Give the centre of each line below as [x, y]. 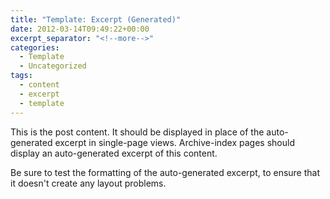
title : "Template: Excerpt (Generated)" [96, 19]
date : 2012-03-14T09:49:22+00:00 [80, 29]
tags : [21, 76]
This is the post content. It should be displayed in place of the [137, 132]
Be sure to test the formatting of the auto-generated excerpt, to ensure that [165, 172]
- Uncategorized [53, 66]
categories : [35, 47]
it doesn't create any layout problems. [88, 183]
